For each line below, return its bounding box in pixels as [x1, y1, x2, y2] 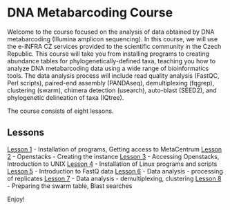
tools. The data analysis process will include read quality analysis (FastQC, [7, 71, 220, 80]
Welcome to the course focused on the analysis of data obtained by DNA [7, 28, 215, 36]
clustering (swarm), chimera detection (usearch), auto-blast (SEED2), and [7, 86, 217, 94]
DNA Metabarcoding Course [7, 5, 173, 21]
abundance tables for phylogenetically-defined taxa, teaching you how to [7, 56, 216, 65]
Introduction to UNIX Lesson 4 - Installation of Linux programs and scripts [7, 160, 218, 168]
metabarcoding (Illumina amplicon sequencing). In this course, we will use [7, 34, 218, 43]
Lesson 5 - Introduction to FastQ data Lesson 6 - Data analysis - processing [7, 167, 223, 175]
